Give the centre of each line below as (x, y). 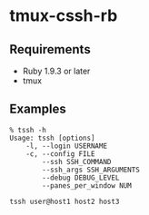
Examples (38, 109)
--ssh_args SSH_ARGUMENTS (91, 170)
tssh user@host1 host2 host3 (65, 201)
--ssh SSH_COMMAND (77, 161)
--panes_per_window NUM (87, 186)
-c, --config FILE (60, 154)
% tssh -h (28, 130)
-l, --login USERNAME (66, 146)
